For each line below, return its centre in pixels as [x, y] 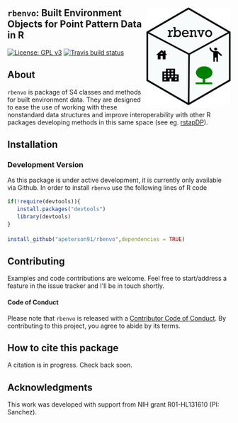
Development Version [45, 164]
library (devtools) [44, 217]
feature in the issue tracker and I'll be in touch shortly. [86, 286]
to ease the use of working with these [62, 107]
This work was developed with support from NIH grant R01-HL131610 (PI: [113, 405]
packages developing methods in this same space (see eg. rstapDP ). [108, 122]
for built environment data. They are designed [74, 100]
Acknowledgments [50, 387]
